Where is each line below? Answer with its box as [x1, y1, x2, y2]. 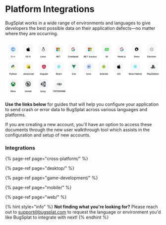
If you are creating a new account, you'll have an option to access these [5, 121, 152, 127]
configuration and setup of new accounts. [5, 132, 91, 138]
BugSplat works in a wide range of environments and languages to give [5, 20, 151, 26]
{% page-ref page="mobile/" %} [5, 185, 72, 191]
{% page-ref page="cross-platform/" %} [5, 155, 88, 162]
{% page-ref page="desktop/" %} [5, 165, 75, 171]
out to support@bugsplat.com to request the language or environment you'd [5, 209, 161, 215]
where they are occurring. [5, 30, 58, 36]
